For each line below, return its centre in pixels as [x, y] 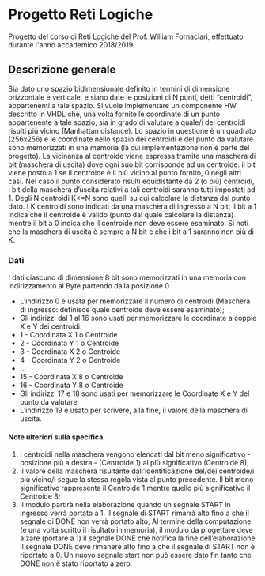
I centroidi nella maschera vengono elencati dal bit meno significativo [132, 454]
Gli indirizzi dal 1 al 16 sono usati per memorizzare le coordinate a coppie [138, 318]
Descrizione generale [62, 70]
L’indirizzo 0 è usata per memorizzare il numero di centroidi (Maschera [135, 301]
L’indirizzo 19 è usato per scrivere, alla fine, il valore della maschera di [133, 410]
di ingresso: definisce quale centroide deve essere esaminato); [122, 310]
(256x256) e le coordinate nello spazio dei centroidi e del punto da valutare [131, 139]
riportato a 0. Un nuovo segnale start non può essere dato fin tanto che [135, 555]
